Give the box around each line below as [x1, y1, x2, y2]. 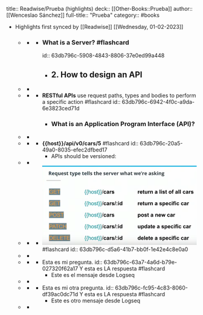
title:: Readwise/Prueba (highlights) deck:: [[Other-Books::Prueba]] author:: [6, 5, 193, 12]
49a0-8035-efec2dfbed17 [42, 146, 108, 153]
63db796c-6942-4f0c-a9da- [121, 98, 195, 106]
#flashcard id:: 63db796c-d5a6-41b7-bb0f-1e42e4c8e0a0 [42, 246, 188, 253]
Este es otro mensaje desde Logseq [51, 297, 141, 304]
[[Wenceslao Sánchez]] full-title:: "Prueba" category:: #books [6, 11, 160, 19]
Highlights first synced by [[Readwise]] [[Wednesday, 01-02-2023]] [14, 24, 184, 30]
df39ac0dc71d [42, 290, 79, 297]
